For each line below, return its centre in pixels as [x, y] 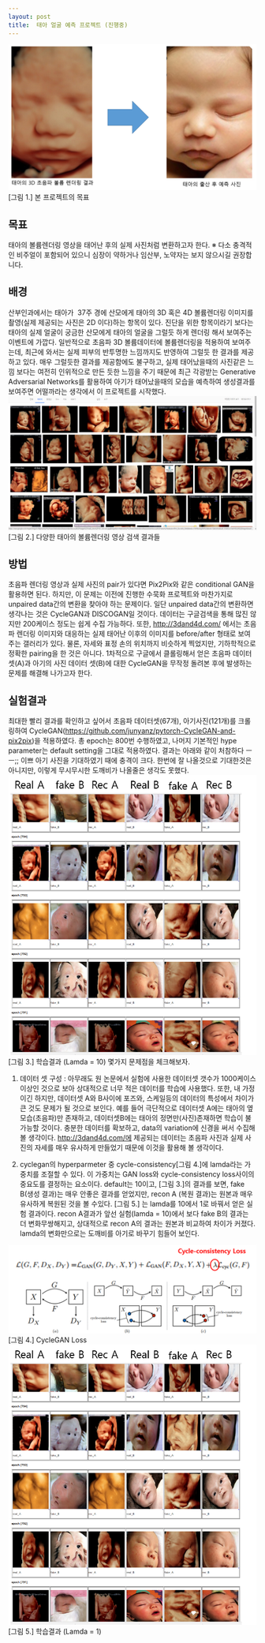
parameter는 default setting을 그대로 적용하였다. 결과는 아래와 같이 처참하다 [126, 750]
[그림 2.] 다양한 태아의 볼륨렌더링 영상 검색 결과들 [84, 537]
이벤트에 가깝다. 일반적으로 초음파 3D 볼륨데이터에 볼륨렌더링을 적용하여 [119, 342]
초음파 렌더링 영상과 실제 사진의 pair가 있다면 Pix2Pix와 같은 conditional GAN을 [131, 585]
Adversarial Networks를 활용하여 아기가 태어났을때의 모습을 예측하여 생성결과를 [132, 381]
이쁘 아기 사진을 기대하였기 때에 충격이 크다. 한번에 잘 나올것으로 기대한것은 [136, 761]
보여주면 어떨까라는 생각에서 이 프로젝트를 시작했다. [87, 391]
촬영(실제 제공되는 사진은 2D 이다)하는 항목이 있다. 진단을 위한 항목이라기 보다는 [131, 322]
